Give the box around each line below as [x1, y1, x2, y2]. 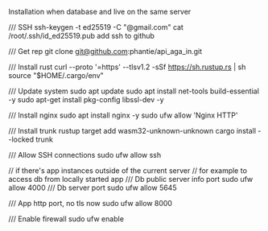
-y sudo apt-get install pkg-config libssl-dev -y [8, 95, 164, 104]
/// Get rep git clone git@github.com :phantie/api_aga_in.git [8, 47, 203, 56]
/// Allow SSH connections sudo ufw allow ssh [8, 151, 162, 159]
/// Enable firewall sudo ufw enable [8, 214, 125, 224]
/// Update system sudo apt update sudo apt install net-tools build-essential [8, 86, 260, 96]
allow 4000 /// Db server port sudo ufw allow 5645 [8, 183, 177, 192]
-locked [8, 134, 35, 144]
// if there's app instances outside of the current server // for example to [8, 166, 248, 175]
